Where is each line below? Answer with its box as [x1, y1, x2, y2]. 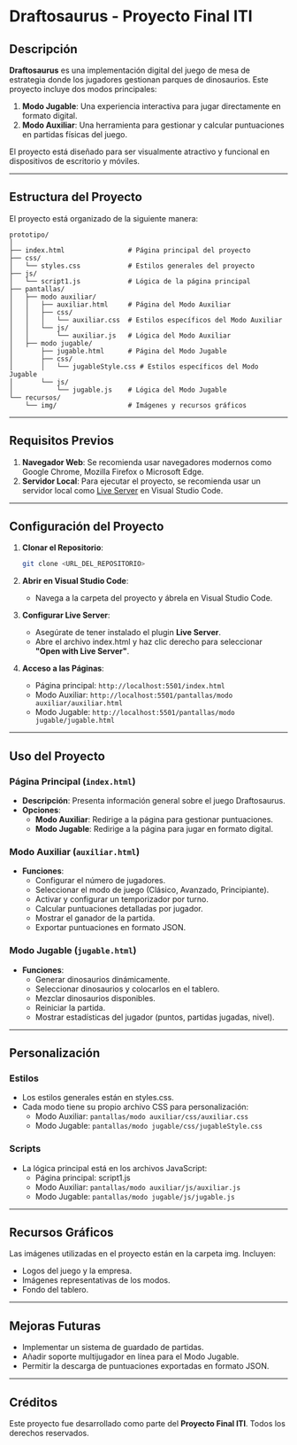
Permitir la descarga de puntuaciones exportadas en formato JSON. [21, 1361, 270, 1371]
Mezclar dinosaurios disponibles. [34, 992, 156, 1003]
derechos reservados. [9, 1428, 90, 1439]
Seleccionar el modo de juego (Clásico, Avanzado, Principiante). [34, 884, 270, 896]
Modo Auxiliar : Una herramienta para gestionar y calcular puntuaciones [21, 120, 285, 130]
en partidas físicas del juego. [21, 129, 128, 139]
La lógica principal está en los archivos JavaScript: [21, 1162, 208, 1173]
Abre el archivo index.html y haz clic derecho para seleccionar [34, 636, 263, 648]
